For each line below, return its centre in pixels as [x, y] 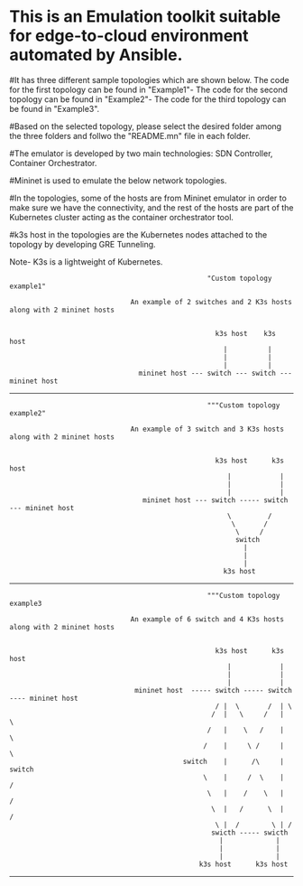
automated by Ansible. [96, 55]
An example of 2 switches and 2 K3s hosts [211, 302]
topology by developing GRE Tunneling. [83, 244]
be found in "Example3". [55, 108]
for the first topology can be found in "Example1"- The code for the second [149, 89]
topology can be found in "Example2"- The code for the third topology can [148, 99]
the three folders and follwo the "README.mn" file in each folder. [130, 135]
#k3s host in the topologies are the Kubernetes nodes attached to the [138, 234]
